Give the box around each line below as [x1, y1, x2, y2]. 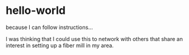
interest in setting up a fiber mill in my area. [5, 42, 114, 49]
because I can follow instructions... [5, 24, 94, 31]
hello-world [5, 4, 66, 18]
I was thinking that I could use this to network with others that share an [5, 35, 183, 42]
